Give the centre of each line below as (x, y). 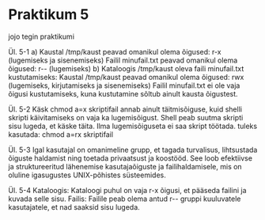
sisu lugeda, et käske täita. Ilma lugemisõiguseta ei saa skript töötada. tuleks (133, 126)
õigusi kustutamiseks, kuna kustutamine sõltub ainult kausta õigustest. (123, 93)
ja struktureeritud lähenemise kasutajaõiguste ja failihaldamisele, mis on (125, 166)
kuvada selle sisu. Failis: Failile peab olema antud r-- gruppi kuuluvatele (125, 199)
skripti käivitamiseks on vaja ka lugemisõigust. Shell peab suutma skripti (126, 117)
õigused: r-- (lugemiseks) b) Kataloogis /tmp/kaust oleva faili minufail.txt (126, 68)
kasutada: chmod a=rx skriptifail (61, 134)
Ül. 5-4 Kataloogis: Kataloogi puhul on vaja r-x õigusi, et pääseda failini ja (127, 190)
